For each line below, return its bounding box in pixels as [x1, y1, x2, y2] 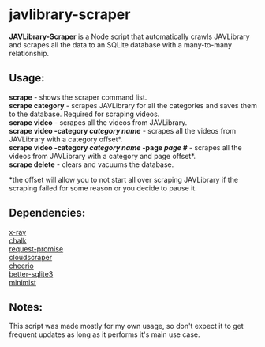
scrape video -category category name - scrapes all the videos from [9, 126, 236, 135]
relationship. [9, 48, 50, 58]
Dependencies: [9, 206, 86, 220]
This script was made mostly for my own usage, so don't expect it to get [9, 322, 244, 331]
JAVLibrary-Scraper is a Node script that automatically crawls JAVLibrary [9, 32, 251, 41]
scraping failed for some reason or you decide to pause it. [9, 183, 197, 193]
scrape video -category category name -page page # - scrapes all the [9, 142, 243, 152]
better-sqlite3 [9, 269, 54, 278]
